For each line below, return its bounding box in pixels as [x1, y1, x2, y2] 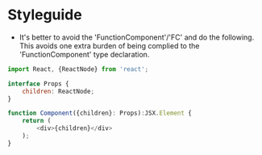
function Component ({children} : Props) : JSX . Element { [7, 109, 193, 118]
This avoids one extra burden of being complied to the [19, 40, 200, 50]
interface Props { [7, 79, 69, 88]
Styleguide [7, 6, 82, 24]
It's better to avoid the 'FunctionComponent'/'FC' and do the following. [19, 32, 255, 42]
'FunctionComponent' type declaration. [19, 49, 150, 59]
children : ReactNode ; [22, 87, 94, 95]
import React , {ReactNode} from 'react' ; [7, 65, 149, 73]
